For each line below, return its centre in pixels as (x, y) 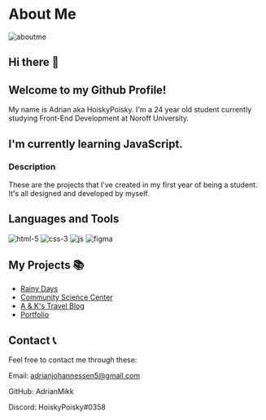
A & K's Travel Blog (52, 306)
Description (32, 167)
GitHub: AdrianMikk (41, 392)
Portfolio (35, 315)
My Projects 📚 (46, 265)
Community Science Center (66, 297)
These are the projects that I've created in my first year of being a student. (133, 185)
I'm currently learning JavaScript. (96, 144)
